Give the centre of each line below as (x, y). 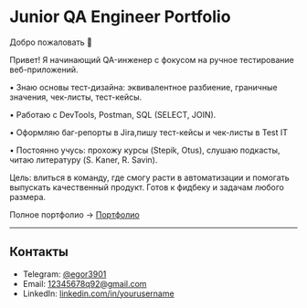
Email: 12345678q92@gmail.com (85, 283)
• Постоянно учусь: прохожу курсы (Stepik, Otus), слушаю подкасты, (145, 150)
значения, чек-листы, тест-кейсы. (76, 97)
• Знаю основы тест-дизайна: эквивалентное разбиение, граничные (143, 87)
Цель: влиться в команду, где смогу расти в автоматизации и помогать (149, 177)
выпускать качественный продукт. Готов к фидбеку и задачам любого (147, 187)
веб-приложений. (44, 69)
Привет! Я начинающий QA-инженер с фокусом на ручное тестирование (152, 59)
